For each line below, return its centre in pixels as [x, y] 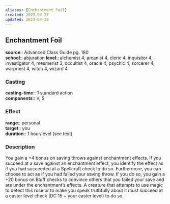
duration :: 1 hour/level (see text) [39, 134]
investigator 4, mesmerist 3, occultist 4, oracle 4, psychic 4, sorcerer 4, [80, 63]
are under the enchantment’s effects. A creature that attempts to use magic [84, 185]
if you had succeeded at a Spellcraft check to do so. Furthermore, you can [83, 169]
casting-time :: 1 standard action [39, 93]
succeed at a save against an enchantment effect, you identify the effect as [84, 163]
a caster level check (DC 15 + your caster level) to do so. [64, 196]
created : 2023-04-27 [27, 15]
